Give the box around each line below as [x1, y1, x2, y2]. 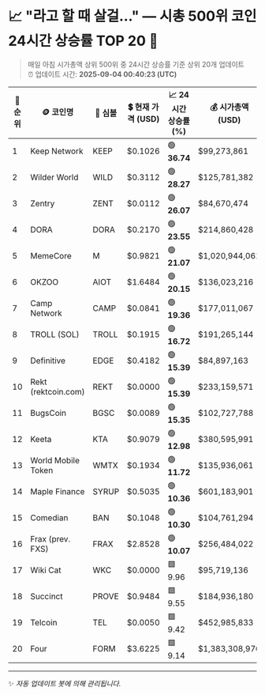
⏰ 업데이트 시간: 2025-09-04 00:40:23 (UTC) [27, 69, 177, 79]
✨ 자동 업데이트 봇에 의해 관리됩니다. [8, 678, 121, 688]
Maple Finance [30, 486, 85, 497]
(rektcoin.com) [30, 387, 85, 398]
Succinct [30, 591, 63, 602]
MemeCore [30, 251, 73, 262]
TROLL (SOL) [30, 329, 80, 340]
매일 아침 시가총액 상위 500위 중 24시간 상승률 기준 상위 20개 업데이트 [27, 59, 244, 69]
